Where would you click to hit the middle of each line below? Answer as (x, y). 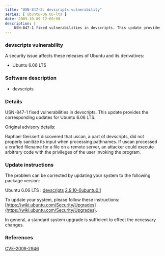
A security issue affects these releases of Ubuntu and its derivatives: (75, 56)
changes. (14, 225)
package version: (23, 181)
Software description (31, 78)
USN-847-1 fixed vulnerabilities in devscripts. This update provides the (77, 112)
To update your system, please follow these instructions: (62, 200)
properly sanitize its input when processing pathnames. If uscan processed (81, 142)
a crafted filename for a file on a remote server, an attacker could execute (80, 147)
